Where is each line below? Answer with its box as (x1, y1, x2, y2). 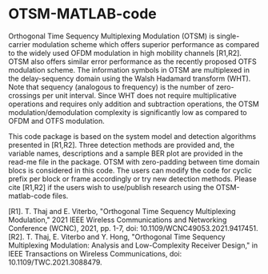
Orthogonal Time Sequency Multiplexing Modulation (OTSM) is (8, 31, 215, 41)
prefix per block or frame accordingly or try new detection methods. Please (8, 173, 258, 184)
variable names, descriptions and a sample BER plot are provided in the (8, 149, 244, 158)
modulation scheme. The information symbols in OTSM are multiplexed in (8, 65, 250, 74)
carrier (8, 39, 30, 49)
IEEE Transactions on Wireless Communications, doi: (8, 248, 182, 258)
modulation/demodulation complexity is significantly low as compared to (8, 107, 247, 117)
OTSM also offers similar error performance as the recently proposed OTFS (8, 57, 258, 66)
